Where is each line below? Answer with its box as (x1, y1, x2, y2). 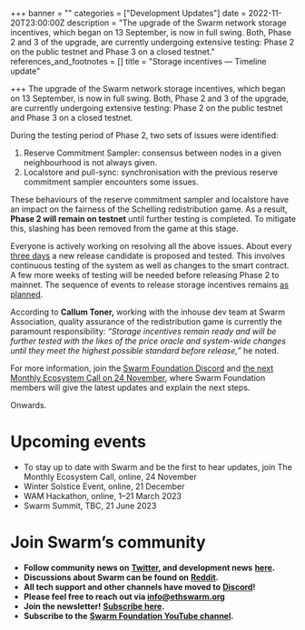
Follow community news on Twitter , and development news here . (23, 562, 276, 573)
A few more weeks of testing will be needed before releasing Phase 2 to (10, 270, 280, 280)
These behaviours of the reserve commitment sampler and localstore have (10, 195, 290, 205)
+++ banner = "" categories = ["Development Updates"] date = (10, 8, 247, 18)
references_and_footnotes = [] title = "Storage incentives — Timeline (10, 56, 267, 66)
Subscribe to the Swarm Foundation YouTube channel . (23, 610, 234, 621)
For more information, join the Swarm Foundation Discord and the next (10, 363, 274, 374)
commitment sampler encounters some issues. (23, 176, 199, 187)
